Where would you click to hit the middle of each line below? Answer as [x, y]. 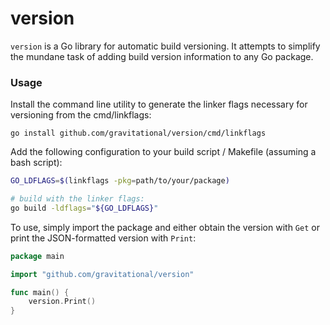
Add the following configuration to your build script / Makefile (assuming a [163, 152]
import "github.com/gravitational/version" [102, 274]
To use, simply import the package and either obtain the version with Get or [165, 227]
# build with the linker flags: [77, 199]
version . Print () [62, 302]
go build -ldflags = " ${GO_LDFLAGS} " [84, 208]
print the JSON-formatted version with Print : [103, 238]
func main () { [40, 292]
